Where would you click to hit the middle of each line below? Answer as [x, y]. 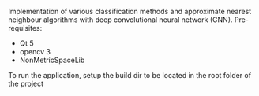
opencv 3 [35, 52]
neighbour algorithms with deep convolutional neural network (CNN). [120, 20]
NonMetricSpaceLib [52, 60]
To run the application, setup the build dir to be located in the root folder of [129, 75]
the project [26, 83]
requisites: [25, 28]
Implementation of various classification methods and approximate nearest [130, 11]
